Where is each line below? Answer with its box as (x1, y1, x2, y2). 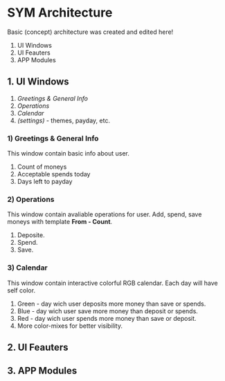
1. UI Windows (7, 76, 69, 88)
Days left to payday (17, 178, 73, 186)
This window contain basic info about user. (7, 149, 129, 158)
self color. (7, 286, 36, 295)
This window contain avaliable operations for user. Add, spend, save (7, 210, 202, 219)
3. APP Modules (7, 365, 78, 377)
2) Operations (7, 194, 55, 204)
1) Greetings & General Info (7, 133, 99, 143)
